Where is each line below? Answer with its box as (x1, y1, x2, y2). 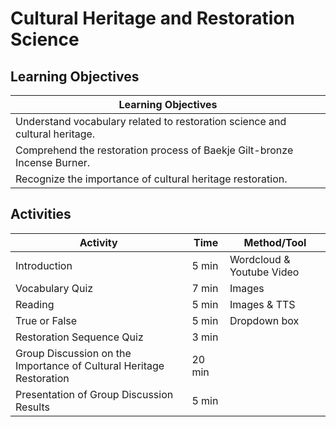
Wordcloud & (229, 252, 291, 266)
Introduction (15, 258, 73, 272)
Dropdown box (229, 313, 300, 327)
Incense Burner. (15, 156, 91, 169)
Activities (10, 206, 72, 223)
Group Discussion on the (15, 346, 132, 360)
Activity (79, 235, 118, 249)
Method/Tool (243, 235, 307, 249)
